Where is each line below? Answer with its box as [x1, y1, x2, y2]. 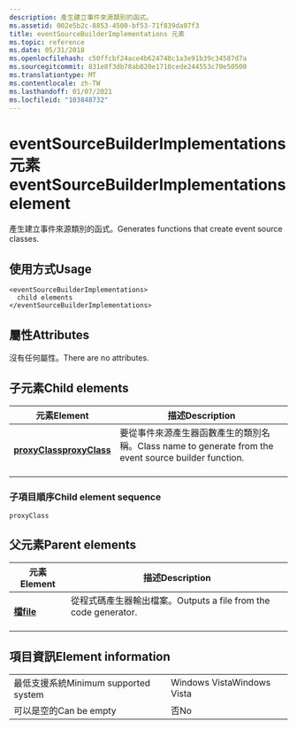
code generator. [70, 606, 138, 618]
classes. [9, 234, 40, 244]
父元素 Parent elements [9, 538, 137, 553]
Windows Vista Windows [171, 676, 271, 688]
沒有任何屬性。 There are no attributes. [9, 352, 149, 363]
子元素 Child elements [9, 381, 129, 396]
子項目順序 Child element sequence [9, 491, 162, 503]
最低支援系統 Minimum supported [13, 677, 151, 689]
